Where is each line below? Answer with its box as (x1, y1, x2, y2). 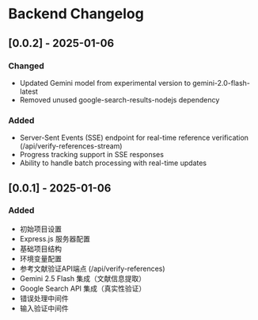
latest (19, 87, 38, 96)
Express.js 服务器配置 (19, 233, 91, 243)
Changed (8, 60, 45, 71)
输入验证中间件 (19, 303, 69, 313)
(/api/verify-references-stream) (19, 141, 123, 151)
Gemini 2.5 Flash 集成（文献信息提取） (19, 273, 146, 283)
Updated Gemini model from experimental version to (19, 78, 192, 87)
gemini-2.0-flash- (192, 78, 251, 87)
